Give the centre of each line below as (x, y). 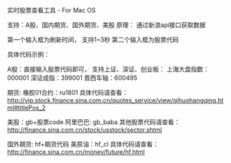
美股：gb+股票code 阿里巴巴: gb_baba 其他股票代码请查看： (94, 122)
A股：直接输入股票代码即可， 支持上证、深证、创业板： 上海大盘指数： (108, 69)
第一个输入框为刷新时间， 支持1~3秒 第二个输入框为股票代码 (93, 40)
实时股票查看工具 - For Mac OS (51, 10)
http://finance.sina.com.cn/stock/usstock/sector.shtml (85, 130)
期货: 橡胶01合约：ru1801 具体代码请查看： (68, 93)
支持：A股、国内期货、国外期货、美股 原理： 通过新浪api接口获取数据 (106, 25)
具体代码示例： (28, 54)
